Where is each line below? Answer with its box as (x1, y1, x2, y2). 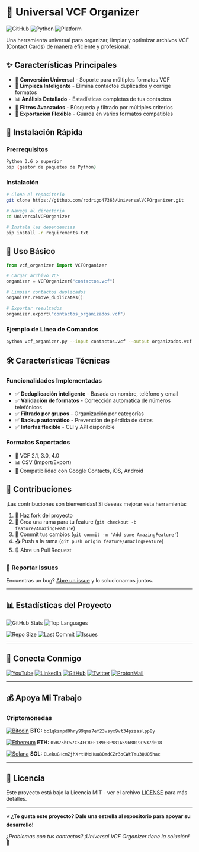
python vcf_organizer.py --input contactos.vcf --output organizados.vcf (6, 339, 192, 344)
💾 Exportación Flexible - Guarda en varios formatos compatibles (14, 110, 174, 117)
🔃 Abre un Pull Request (14, 546, 72, 553)
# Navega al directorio (6, 208, 65, 214)
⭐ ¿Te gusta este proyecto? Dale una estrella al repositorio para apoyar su (6, 813, 191, 820)
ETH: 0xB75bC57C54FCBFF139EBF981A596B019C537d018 (37, 739, 162, 746)
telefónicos (14, 403, 43, 411)
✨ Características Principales (6, 60, 117, 70)
